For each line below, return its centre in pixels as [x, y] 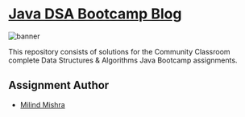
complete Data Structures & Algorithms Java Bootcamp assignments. [123, 60]
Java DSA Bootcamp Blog [95, 14]
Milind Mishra [43, 104]
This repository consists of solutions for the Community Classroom [120, 51]
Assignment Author [59, 85]
